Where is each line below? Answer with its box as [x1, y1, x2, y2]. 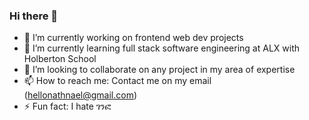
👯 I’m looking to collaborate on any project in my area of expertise [23, 64, 296, 76]
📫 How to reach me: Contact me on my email [23, 75, 212, 87]
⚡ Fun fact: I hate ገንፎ [23, 100, 112, 113]
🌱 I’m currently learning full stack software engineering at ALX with [23, 42, 300, 54]
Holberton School [23, 53, 97, 65]
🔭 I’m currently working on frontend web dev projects [23, 32, 244, 44]
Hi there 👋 [9, 9, 59, 23]
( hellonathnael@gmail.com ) [23, 89, 138, 101]
